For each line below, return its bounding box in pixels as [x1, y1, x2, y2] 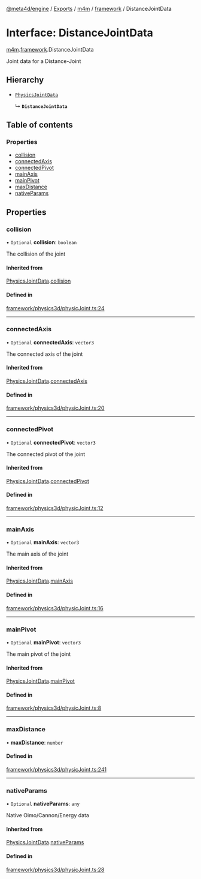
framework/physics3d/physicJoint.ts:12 [6, 504, 103, 512]
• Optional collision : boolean [6, 239, 77, 246]
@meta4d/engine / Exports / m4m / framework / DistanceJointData [6, 5, 172, 12]
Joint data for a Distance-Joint [6, 57, 81, 65]
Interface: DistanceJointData [6, 26, 154, 40]
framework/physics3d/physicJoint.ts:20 [6, 404, 105, 412]
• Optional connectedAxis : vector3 [6, 338, 95, 346]
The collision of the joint [6, 250, 66, 257]
